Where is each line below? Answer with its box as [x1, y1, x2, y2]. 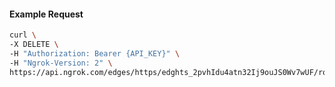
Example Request [9, 8, 84, 20]
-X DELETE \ [9, 40, 59, 50]
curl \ [9, 30, 37, 40]
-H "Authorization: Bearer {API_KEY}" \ [9, 48, 181, 59]
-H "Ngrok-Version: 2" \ [9, 58, 113, 68]
